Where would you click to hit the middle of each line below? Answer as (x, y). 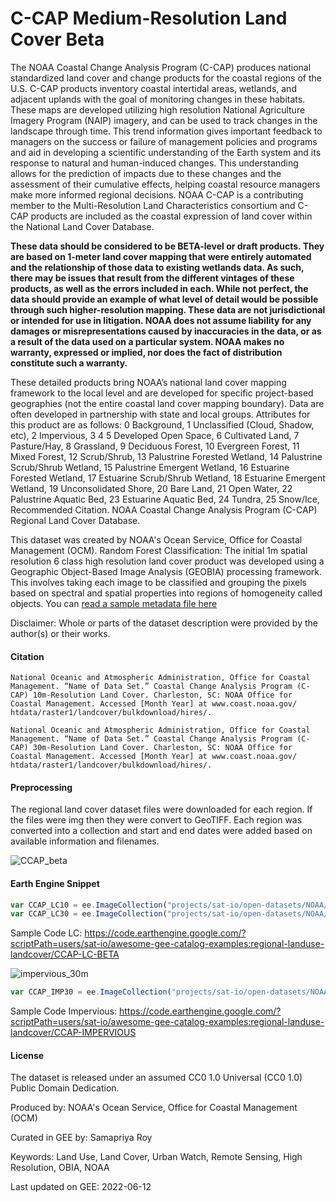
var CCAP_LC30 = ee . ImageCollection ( (89, 914)
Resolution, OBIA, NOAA (60, 1168)
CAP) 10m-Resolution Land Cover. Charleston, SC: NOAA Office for (151, 695)
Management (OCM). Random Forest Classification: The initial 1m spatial (159, 550)
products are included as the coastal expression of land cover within (171, 216)
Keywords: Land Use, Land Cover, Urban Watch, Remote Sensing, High (156, 1157)
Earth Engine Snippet (55, 883)
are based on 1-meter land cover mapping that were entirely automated (161, 256)
